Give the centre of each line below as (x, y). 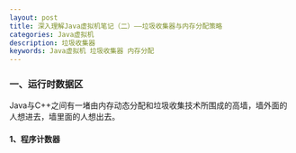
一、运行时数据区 (46, 85)
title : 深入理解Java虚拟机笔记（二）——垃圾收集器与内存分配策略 (116, 26)
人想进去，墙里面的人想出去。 (64, 117)
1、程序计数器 (35, 139)
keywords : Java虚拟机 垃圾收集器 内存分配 (82, 51)
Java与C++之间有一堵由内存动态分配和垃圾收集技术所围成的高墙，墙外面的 (148, 105)
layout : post (34, 18)
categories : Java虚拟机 (52, 34)
